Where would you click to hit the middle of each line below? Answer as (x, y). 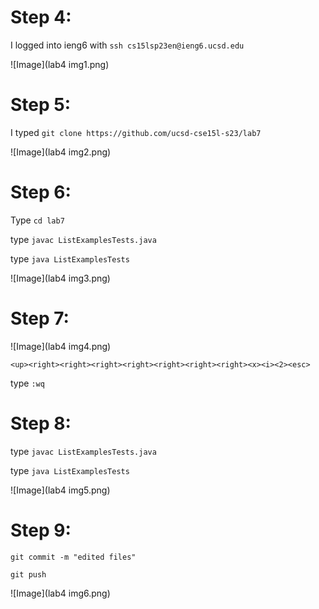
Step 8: (41, 423)
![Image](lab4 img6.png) (60, 593)
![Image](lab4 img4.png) (61, 346)
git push (28, 574)
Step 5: (41, 105)
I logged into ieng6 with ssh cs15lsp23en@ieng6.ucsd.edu (127, 45)
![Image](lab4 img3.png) (60, 278)
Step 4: (41, 17)
